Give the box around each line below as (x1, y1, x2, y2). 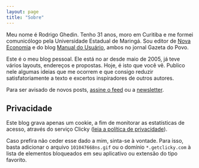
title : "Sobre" (6, 14, 44, 20)
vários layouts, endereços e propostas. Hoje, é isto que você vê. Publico (6, 61, 185, 69)
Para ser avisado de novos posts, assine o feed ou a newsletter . (6, 86, 164, 93)
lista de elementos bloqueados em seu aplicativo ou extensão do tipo (6, 150, 178, 157)
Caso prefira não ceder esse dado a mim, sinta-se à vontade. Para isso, (6, 137, 184, 145)
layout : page (6, 8, 39, 15)
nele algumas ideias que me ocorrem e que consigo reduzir (6, 68, 154, 75)
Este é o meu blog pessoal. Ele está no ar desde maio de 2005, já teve (6, 55, 180, 62)
